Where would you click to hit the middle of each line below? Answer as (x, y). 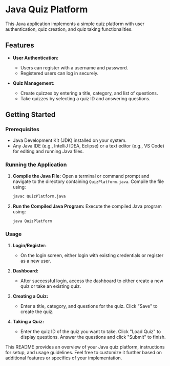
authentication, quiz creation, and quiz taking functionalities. (69, 29)
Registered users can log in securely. (59, 73)
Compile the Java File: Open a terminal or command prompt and (81, 176)
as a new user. (36, 261)
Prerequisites (22, 130)
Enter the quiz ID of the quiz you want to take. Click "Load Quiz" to (91, 331)
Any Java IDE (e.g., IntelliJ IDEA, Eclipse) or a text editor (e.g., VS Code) (89, 146)
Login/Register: (30, 245)
